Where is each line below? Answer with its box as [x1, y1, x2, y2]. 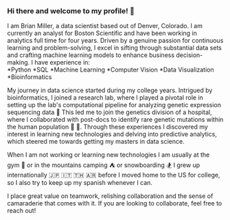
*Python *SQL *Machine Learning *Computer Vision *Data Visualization [7, 65, 214, 74]
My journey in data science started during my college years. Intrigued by [7, 86, 213, 95]
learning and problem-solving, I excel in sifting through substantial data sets [7, 44, 222, 52]
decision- [176, 51, 203, 59]
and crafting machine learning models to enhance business [7, 51, 175, 59]
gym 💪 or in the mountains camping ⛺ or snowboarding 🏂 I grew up [7, 161, 200, 169]
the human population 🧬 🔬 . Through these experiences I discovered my [7, 123, 208, 131]
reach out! [7, 206, 36, 215]
